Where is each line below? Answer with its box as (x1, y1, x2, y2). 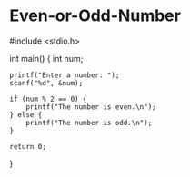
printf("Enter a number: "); (9, 70, 120, 80)
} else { (9, 110, 43, 119)
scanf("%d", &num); (9, 78, 84, 87)
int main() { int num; (9, 53, 84, 64)
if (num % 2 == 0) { (9, 94, 88, 103)
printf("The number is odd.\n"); (25, 118, 153, 127)
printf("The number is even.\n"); (25, 102, 156, 112)
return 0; (9, 142, 47, 151)
